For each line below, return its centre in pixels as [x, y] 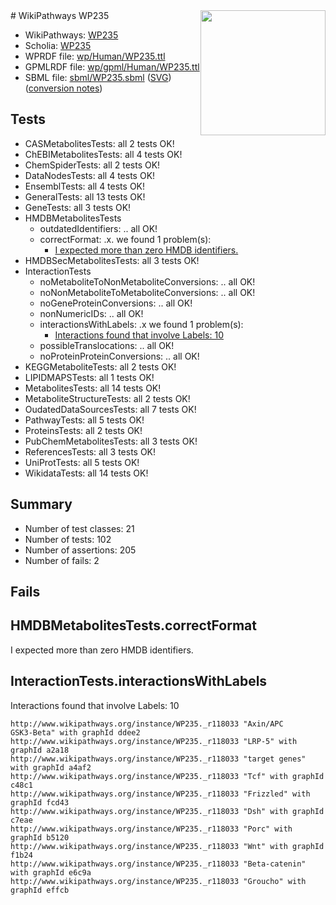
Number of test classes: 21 [79, 528]
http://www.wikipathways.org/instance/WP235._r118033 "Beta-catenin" [158, 864]
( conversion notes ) [63, 88]
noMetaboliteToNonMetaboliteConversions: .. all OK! [147, 281]
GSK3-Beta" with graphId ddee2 [75, 732]
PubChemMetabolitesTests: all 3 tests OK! [111, 441]
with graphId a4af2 [51, 767]
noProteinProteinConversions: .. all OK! [119, 356]
